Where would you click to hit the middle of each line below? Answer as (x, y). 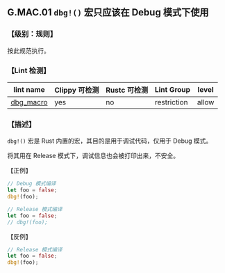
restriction (172, 102)
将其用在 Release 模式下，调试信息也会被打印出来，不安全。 (93, 156)
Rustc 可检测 (127, 90)
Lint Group (173, 89)
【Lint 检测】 (29, 70)
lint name (29, 89)
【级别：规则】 (32, 34)
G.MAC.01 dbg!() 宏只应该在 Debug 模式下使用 (108, 13)
